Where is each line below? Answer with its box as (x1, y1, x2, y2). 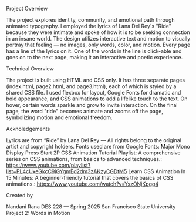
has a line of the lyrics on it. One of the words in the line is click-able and (6, 48, 182, 55)
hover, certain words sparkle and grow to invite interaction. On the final (6, 102, 178, 108)
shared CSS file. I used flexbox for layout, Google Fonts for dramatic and (6, 89, 181, 96)
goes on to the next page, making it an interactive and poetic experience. (6, 54, 183, 60)
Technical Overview (6, 65, 54, 72)
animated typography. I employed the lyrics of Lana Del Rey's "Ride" (6, 23, 171, 29)
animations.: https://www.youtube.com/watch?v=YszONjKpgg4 (6, 180, 159, 187)
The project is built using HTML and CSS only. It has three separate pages (6, 76, 185, 83)
